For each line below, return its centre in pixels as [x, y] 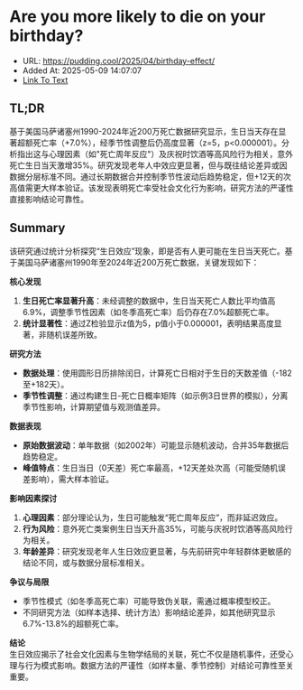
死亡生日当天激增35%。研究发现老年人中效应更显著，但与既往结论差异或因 [148, 165]
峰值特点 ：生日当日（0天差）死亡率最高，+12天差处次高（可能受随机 [150, 468]
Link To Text [45, 79]
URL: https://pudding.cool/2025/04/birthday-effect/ [118, 61]
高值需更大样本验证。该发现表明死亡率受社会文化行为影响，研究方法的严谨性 [151, 188]
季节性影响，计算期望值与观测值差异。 [93, 406]
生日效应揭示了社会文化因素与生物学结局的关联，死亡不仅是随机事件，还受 [147, 654]
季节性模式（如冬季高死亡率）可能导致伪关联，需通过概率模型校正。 [149, 601]
